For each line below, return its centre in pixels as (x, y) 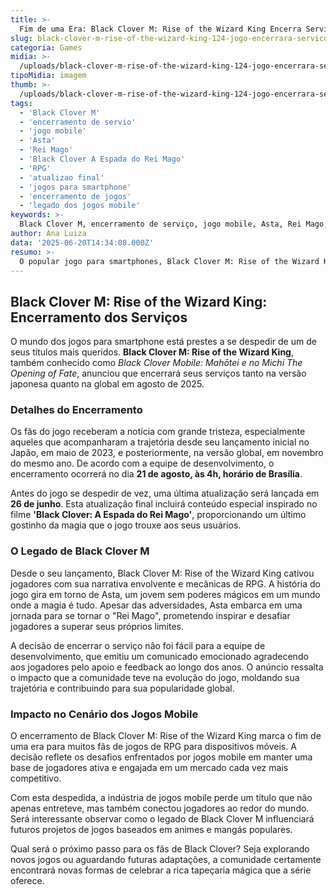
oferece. (27, 881)
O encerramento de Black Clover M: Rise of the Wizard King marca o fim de (166, 736)
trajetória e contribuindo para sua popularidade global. (122, 688)
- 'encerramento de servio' (78, 122)
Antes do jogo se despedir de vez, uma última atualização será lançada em (165, 493)
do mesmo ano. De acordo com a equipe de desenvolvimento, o (142, 463)
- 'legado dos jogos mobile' (80, 206)
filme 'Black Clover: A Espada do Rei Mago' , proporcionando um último (158, 515)
